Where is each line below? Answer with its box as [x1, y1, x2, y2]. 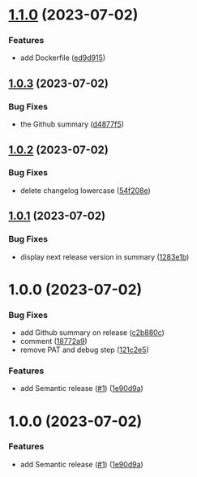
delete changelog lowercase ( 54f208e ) [19, 185, 152, 196]
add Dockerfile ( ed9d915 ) [19, 53, 106, 62]
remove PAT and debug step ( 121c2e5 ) [19, 345, 149, 355]
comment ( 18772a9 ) [19, 337, 88, 346]
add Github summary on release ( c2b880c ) [19, 328, 165, 337]
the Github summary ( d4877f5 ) [19, 119, 124, 129]
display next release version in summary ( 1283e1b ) [19, 251, 190, 261]
